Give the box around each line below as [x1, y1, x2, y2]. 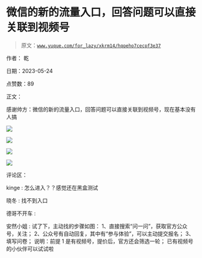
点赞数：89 [6, 80, 34, 87]
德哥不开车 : [6, 209, 36, 217]
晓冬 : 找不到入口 [6, 197, 48, 204]
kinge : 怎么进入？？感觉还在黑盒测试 [6, 184, 99, 191]
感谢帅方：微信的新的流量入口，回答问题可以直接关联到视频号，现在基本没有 [6, 105, 196, 113]
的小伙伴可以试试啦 [6, 245, 54, 252]
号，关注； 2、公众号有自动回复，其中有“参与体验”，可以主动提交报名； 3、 [6, 230, 194, 237]
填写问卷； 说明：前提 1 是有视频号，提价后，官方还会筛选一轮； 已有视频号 [6, 238, 194, 245]
